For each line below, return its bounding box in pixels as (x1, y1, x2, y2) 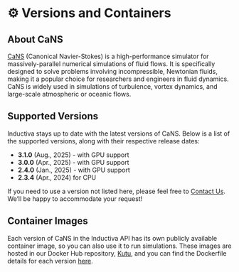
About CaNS (7, 33, 64, 45)
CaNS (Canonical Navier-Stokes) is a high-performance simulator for (7, 52, 209, 60)
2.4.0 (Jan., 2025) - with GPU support (17, 165, 130, 174)
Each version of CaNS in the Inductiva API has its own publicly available (7, 234, 218, 242)
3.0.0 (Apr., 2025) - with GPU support (17, 158, 129, 166)
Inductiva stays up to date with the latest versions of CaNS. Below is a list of (7, 129, 230, 138)
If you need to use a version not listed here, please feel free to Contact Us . (7, 187, 226, 195)
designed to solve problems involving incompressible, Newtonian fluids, (7, 67, 218, 75)
